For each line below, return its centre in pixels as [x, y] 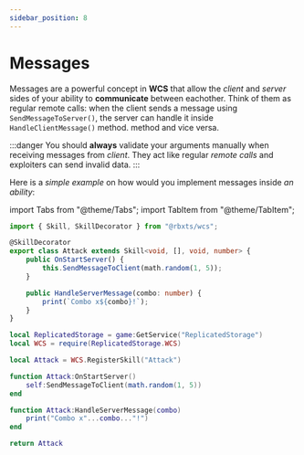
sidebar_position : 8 [49, 18]
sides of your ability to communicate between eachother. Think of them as [151, 98]
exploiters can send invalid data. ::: [75, 164]
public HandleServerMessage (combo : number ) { [114, 293]
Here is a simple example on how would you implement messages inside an [152, 182]
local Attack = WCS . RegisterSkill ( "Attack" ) [95, 360]
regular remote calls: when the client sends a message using [124, 108]
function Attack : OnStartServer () [73, 376]
